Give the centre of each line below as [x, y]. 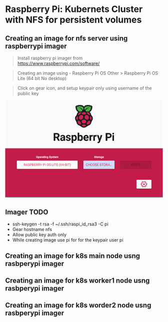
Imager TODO [27, 212]
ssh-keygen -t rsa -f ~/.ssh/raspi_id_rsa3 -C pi [60, 224]
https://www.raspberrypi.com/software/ [58, 63]
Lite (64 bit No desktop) [42, 78]
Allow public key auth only [39, 235]
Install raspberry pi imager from [50, 58]
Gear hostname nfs [32, 229]
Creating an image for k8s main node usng [73, 256]
